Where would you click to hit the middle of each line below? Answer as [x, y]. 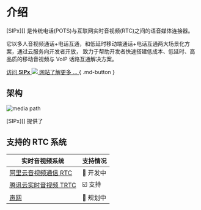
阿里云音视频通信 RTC [41, 173]
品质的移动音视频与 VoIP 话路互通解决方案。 [62, 59]
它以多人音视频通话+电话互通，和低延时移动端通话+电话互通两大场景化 [96, 43]
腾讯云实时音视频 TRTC [43, 186]
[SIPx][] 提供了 [25, 121]
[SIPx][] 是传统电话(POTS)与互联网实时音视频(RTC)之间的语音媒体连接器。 [100, 31]
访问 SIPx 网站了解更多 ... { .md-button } [60, 72]
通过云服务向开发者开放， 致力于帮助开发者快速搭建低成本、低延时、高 [106, 51]
